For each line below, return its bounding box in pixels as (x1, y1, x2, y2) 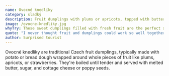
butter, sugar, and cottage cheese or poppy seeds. (5, 64, 110, 70)
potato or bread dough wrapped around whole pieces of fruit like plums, (5, 54, 155, 60)
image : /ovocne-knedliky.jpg (5, 21, 66, 26)
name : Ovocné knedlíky (5, 7, 53, 12)
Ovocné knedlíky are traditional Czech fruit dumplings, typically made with (5, 48, 159, 55)
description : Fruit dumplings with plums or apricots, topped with (5, 16, 150, 21)
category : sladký (5, 12, 42, 17)
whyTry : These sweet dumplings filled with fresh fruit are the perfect (5, 26, 161, 31)
